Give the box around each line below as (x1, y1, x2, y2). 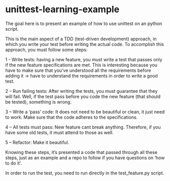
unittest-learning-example (5, 4, 120, 15)
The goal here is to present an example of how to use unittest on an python (5, 20, 162, 27)
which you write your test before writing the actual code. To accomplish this (5, 41, 164, 47)
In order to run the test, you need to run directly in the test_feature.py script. (5, 170, 164, 176)
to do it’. (5, 160, 22, 166)
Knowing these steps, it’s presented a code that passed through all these (5, 149, 158, 155)
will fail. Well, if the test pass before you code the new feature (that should (5, 93, 161, 99)
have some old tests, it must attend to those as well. (5, 129, 114, 136)
